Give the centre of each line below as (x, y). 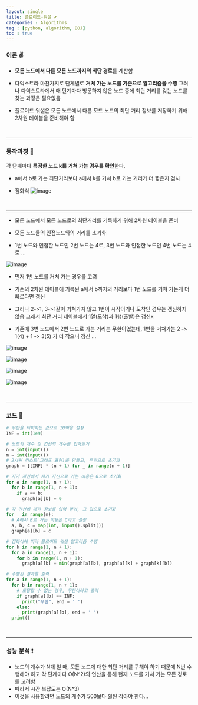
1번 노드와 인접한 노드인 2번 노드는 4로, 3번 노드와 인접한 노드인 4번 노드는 (100, 245)
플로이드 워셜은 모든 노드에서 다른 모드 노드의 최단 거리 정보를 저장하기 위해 (101, 111)
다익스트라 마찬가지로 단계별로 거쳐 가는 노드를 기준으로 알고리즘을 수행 (96, 84)
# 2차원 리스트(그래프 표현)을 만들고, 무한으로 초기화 (63, 461)
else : (24, 607)
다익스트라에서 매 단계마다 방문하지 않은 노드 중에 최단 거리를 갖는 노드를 (104, 91)
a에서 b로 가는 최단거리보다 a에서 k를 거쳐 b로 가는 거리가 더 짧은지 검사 (98, 178)
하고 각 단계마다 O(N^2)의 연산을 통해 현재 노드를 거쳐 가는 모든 (103, 674)
